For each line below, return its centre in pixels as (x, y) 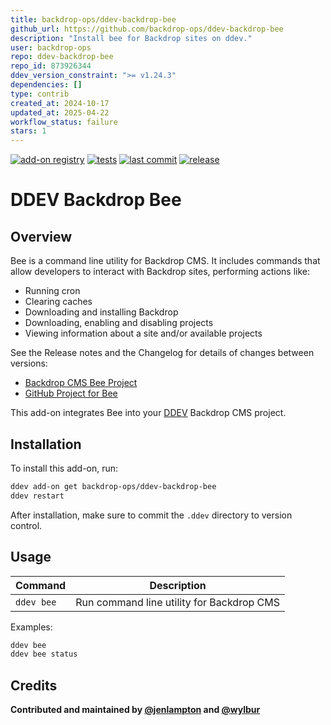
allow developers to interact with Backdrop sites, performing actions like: (160, 272)
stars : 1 (28, 131)
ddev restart (37, 496)
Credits (34, 685)
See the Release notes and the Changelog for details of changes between (162, 353)
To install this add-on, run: (64, 468)
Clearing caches (58, 302)
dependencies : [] (46, 85)
